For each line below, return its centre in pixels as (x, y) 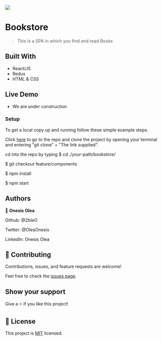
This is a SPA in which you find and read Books (65, 41)
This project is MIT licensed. (34, 333)
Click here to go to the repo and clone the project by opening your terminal (81, 139)
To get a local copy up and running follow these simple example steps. (77, 130)
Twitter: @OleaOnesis (27, 229)
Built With (20, 57)
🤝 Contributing (28, 255)
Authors (18, 198)
